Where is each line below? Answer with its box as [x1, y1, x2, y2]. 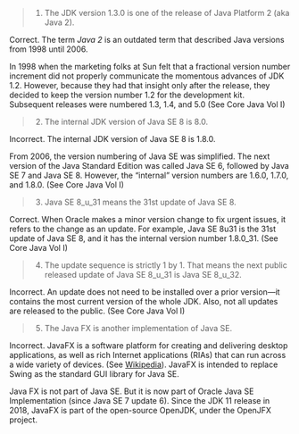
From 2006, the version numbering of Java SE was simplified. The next [9, 151, 270, 162]
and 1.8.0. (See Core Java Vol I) [9, 179, 125, 190]
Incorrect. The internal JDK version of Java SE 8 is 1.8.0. [9, 134, 216, 144]
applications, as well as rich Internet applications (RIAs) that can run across [9, 350, 287, 360]
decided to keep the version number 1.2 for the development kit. [9, 89, 245, 100]
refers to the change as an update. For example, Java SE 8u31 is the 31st [9, 223, 277, 234]
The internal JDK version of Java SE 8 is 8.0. [44, 116, 209, 127]
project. [9, 414, 38, 425]
